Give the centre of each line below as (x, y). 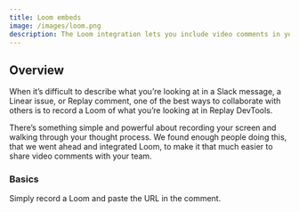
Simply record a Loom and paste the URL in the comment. (115, 199)
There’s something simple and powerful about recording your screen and (143, 128)
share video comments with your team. (81, 156)
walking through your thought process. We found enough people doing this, (148, 137)
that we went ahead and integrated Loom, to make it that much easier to (141, 147)
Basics (24, 179)
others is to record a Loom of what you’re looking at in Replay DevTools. (141, 110)
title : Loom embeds (45, 17)
